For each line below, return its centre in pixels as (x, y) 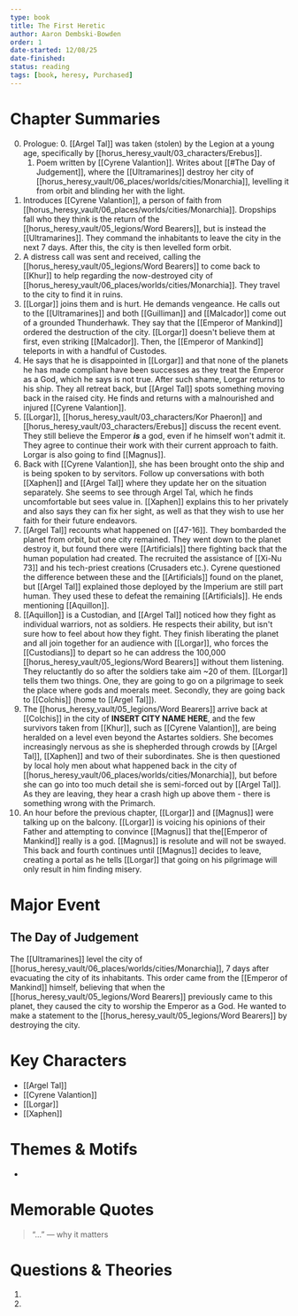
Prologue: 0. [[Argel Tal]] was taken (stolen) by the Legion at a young (149, 144)
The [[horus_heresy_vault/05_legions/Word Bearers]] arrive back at (145, 709)
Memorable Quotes (82, 1209)
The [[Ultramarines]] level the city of (76, 959)
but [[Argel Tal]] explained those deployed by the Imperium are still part (153, 586)
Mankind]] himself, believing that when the (88, 987)
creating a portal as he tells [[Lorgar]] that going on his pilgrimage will (150, 859)
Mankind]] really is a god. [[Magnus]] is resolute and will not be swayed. (154, 841)
